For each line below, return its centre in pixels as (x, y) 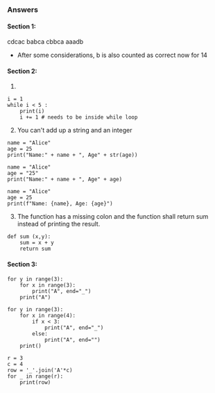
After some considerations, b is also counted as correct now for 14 (112, 55)
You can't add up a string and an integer (75, 131)
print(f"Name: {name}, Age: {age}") (60, 204)
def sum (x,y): (29, 237)
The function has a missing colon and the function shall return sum (113, 217)
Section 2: (22, 71)
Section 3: (22, 264)
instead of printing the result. (59, 224)
